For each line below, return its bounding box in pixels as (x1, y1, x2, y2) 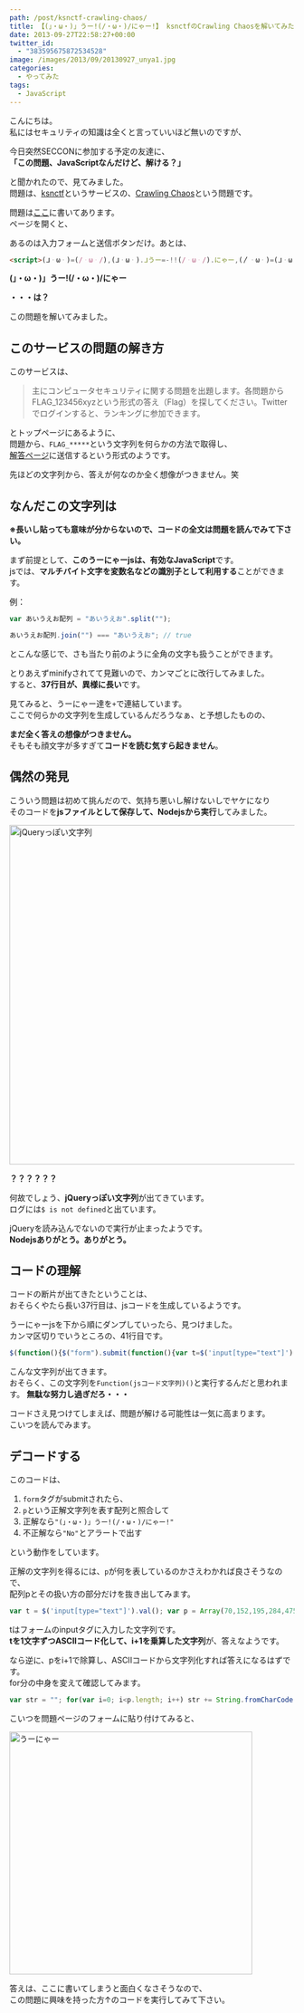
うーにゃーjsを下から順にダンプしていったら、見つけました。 (9, 1319, 237, 1330)
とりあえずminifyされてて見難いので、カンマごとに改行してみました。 (9, 667, 270, 678)
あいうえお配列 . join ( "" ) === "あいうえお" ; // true (9, 630, 192, 639)
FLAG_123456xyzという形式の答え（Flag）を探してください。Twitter (31, 397, 288, 407)
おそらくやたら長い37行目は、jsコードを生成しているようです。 (9, 1300, 246, 1311)
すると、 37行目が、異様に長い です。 (9, 678, 145, 689)
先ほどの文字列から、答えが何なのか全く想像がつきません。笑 (9, 469, 240, 480)
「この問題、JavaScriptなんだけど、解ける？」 (9, 157, 185, 168)
